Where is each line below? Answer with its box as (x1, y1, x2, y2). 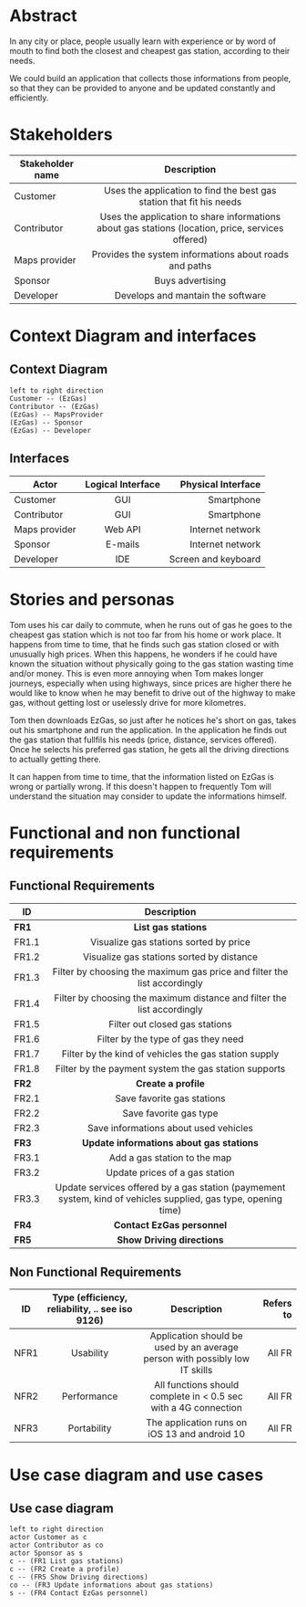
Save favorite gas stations (115, 1092, 226, 1105)
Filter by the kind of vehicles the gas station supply (61, 1047, 280, 1060)
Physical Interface (179, 478, 261, 490)
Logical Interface (85, 478, 161, 490)
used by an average (154, 1341, 240, 1354)
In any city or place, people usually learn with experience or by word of (9, 36, 276, 47)
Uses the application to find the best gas (103, 184, 277, 196)
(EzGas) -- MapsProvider (9, 410, 104, 419)
